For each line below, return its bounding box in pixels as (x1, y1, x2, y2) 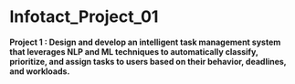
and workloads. (9, 66, 70, 77)
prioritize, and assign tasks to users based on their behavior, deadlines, (9, 56, 287, 67)
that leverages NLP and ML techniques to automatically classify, (9, 46, 258, 57)
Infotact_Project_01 (9, 6, 159, 27)
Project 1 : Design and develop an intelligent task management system (9, 37, 281, 47)
